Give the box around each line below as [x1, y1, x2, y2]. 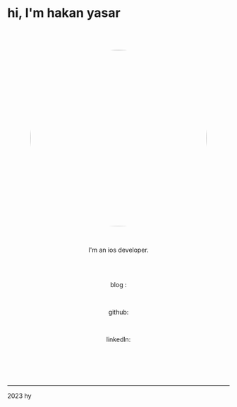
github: [108, 308, 129, 316]
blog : [110, 280, 127, 288]
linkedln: [106, 335, 131, 344]
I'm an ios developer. [87, 245, 150, 254]
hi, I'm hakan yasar [7, 5, 121, 21]
